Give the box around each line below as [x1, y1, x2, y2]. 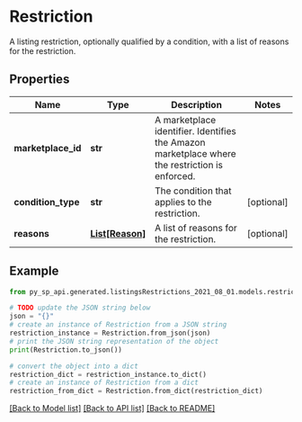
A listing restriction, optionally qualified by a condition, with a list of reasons [9, 36, 289, 47]
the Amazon [154, 136, 206, 148]
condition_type [13, 195, 80, 208]
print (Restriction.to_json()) [9, 345, 123, 355]
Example [9, 264, 59, 279]
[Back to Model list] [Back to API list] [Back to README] [9, 403, 216, 414]
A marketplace [154, 113, 217, 126]
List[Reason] [89, 227, 147, 239]
